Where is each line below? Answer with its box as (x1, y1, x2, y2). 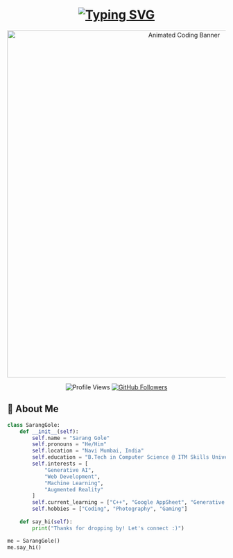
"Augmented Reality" (44, 486, 104, 493)
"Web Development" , (44, 473, 101, 480)
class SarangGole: (7, 421, 60, 428)
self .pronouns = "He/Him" (32, 441, 107, 448)
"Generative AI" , (44, 466, 95, 473)
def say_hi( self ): (19, 518, 73, 525)
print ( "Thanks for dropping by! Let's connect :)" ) (32, 525, 185, 532)
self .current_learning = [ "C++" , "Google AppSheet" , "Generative (32, 499, 225, 506)
